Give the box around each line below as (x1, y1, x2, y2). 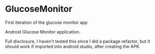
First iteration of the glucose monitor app (5, 19, 88, 25)
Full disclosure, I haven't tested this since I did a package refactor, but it (5, 38, 151, 44)
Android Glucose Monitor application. (5, 29, 81, 35)
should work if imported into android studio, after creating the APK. (5, 43, 141, 49)
